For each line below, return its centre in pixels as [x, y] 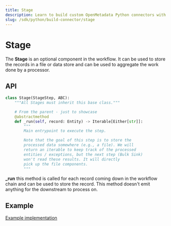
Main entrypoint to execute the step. [65, 131]
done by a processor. [28, 70]
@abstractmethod [32, 117]
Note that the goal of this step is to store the [78, 140]
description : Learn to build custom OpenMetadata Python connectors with [86, 15]
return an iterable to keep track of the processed [80, 150]
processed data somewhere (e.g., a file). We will [79, 145]
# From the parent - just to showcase [56, 112]
